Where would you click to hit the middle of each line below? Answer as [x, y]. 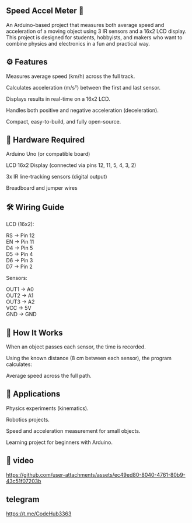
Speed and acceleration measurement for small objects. [73, 430]
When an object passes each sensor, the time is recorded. [76, 347]
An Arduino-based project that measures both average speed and [85, 25]
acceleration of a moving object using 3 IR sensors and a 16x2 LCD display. [96, 31]
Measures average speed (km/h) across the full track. [71, 76]
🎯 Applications [33, 394]
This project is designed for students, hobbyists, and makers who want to [94, 37]
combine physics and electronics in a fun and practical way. [78, 43]
